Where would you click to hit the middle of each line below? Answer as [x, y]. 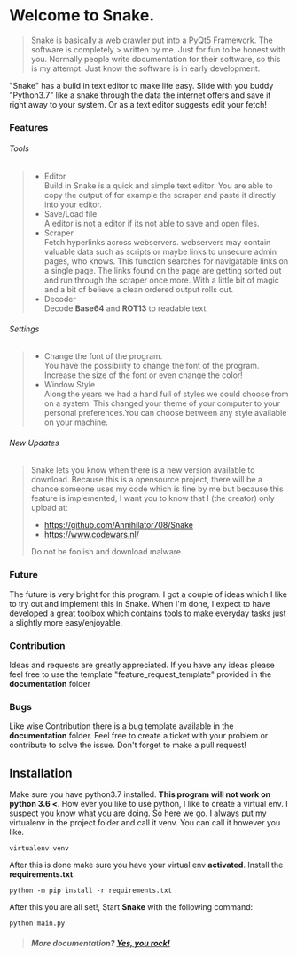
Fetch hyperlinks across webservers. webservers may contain [157, 243]
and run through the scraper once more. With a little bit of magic [161, 280]
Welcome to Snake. [82, 16]
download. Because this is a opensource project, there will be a [147, 480]
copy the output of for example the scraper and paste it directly [160, 195]
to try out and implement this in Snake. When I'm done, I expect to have [140, 603]
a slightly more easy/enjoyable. [66, 622]
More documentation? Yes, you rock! [100, 943]
